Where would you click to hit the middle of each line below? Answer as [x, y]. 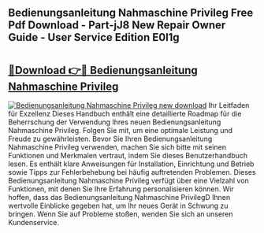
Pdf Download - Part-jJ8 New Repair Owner [117, 26]
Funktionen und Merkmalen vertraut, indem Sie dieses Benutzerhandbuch [128, 155]
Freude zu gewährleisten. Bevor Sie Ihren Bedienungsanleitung [110, 139]
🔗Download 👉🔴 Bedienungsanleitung [103, 70]
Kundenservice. [33, 222]
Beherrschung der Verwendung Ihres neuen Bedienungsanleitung [115, 122]
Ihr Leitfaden [229, 105]
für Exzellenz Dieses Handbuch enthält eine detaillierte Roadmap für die [125, 114]
